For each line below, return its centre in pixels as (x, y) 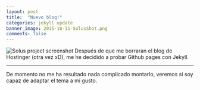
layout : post (22, 12)
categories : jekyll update (40, 23)
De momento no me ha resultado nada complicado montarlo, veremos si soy (100, 75)
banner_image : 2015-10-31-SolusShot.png (57, 28)
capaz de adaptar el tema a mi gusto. (52, 80)
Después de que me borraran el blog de (124, 51)
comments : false (26, 34)
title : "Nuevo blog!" (34, 17)
